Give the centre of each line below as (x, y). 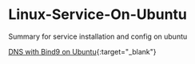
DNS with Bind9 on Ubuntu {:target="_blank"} (83, 51)
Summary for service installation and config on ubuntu (98, 36)
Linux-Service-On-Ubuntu (98, 15)
